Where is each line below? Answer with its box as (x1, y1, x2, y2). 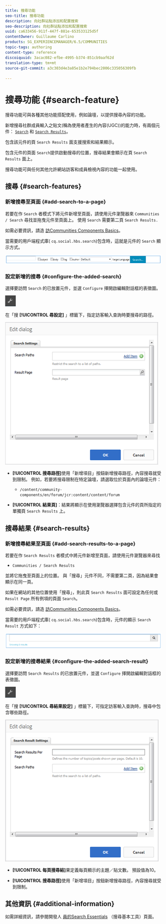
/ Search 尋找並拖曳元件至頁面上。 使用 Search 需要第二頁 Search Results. (5, 216, 159, 223)
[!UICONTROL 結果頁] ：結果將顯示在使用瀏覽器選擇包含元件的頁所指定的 (12, 502, 162, 508)
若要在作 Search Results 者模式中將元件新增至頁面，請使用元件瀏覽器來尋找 (5, 553, 161, 559)
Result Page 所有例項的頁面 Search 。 (5, 596, 80, 602)
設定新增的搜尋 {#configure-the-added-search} (5, 273, 122, 280)
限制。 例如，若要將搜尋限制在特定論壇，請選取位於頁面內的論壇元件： (16, 477, 162, 483)
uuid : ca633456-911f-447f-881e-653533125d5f (5, 29, 99, 34)
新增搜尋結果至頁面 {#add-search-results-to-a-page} (5, 540, 136, 547)
